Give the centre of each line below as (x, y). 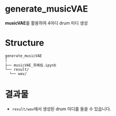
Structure (25, 43)
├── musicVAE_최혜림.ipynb (31, 65)
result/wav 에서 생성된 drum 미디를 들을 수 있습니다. (61, 109)
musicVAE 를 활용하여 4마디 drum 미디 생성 (46, 23)
